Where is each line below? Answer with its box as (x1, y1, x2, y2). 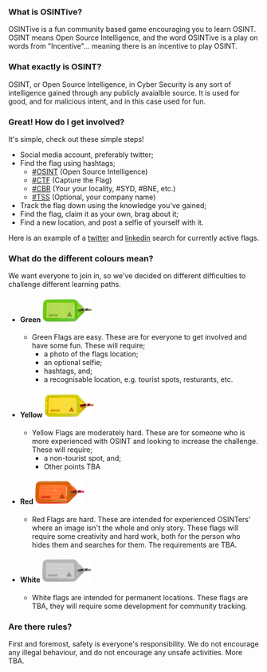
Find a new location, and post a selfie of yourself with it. (19, 218, 204, 227)
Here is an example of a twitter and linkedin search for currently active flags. (8, 233, 260, 242)
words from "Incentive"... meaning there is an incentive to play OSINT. (8, 41, 238, 51)
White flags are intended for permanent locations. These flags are (31, 593, 249, 602)
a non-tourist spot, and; (43, 453, 122, 462)
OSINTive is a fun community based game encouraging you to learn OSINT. (8, 25, 257, 34)
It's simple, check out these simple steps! (8, 134, 145, 143)
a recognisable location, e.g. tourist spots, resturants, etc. (43, 375, 234, 384)
